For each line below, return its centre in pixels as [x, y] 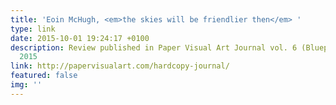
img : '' [26, 85]
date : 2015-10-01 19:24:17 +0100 [80, 38]
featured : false [44, 76]
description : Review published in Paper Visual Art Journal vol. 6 [154, 47]
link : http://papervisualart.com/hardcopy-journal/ [120, 66]
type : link [33, 29]
